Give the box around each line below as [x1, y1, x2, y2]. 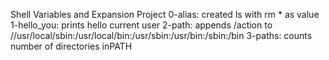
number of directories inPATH [10, 40, 133, 52]
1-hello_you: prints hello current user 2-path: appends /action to [10, 19, 273, 31]
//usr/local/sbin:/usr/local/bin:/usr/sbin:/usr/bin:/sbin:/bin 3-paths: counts [10, 30, 313, 41]
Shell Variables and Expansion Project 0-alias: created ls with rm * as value [10, 9, 320, 20]
